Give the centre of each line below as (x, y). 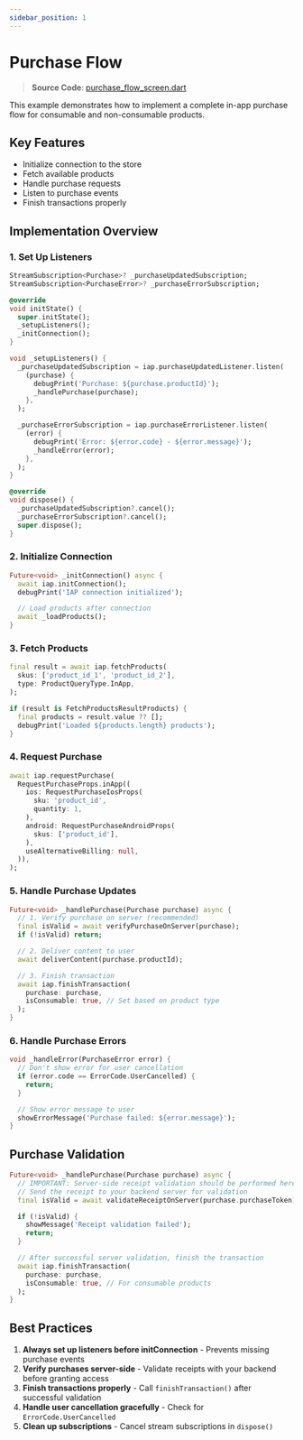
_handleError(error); (74, 450)
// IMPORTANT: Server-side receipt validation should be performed (147, 1183)
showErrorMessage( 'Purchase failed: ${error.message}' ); (127, 1118)
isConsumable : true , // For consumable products (119, 1283)
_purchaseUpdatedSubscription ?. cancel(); (96, 509)
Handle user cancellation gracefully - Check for (113, 1408)
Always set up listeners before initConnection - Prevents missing (146, 1350)
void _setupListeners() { (58, 359)
